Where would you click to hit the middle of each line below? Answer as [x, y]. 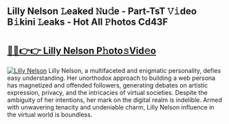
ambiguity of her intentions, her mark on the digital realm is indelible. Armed [115, 100]
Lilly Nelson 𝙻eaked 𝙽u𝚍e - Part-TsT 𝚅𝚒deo [102, 11]
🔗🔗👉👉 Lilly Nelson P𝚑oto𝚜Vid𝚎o [82, 51]
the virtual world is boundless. [50, 114]
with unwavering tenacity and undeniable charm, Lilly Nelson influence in [111, 107]
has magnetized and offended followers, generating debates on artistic [108, 85]
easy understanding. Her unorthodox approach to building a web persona [111, 78]
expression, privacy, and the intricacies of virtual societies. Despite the [107, 93]
